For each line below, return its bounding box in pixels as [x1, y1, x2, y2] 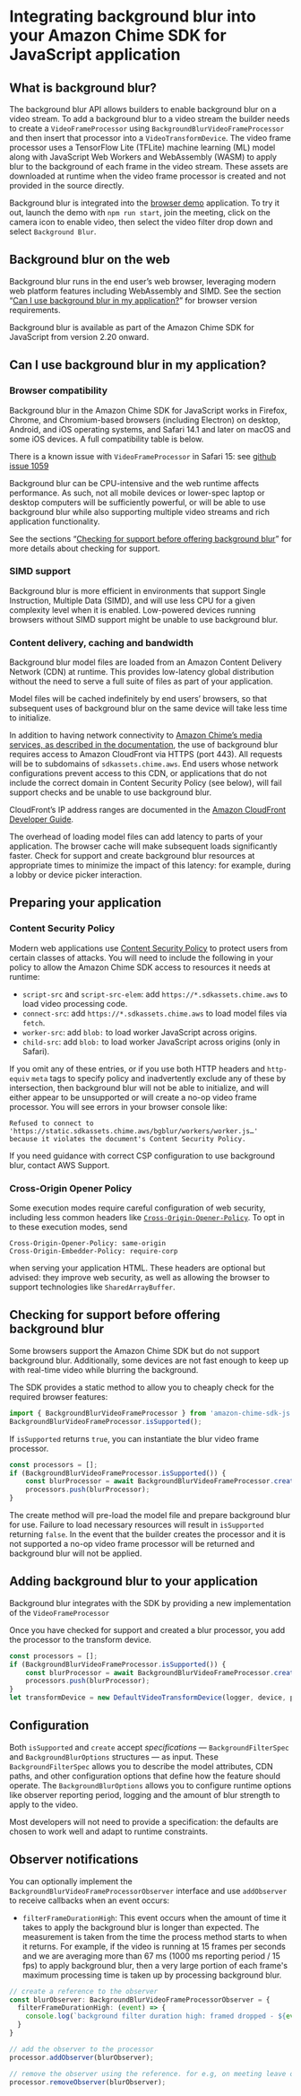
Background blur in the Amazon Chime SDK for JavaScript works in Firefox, [9, 405, 288, 415]
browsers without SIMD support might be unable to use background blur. [9, 614, 279, 624]
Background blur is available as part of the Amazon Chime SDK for [9, 321, 254, 333]
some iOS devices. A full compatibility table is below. [9, 433, 204, 444]
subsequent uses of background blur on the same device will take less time [9, 703, 288, 714]
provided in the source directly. [9, 180, 125, 190]
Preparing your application [9, 895, 162, 911]
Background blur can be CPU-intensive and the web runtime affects [9, 477, 260, 488]
